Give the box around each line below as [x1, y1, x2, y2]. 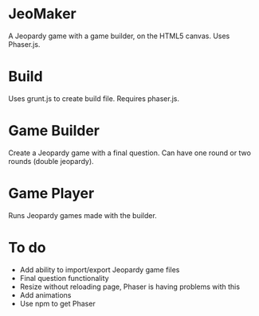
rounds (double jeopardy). [8, 156, 94, 166]
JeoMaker [8, 5, 77, 23]
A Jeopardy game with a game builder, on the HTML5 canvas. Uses [8, 31, 230, 41]
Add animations [19, 290, 72, 299]
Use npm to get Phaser [19, 298, 96, 308]
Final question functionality [19, 273, 109, 283]
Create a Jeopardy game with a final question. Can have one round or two [8, 148, 251, 158]
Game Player [8, 185, 95, 202]
